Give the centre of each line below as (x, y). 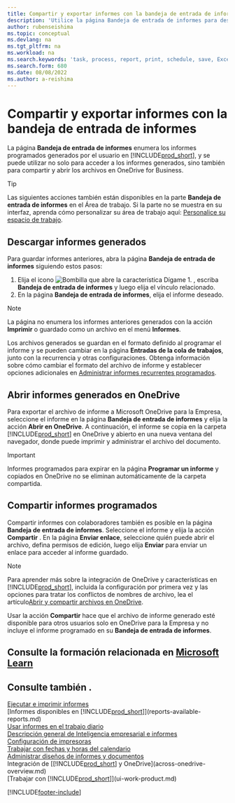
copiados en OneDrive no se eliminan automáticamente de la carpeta (107, 476)
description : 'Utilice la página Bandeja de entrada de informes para (112, 20)
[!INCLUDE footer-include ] (44, 792)
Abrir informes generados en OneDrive (94, 394)
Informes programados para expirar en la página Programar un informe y (113, 468)
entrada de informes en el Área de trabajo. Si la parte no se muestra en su (115, 205)
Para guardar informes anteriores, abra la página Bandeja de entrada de (111, 259)
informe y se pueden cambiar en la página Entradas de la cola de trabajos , (115, 351)
